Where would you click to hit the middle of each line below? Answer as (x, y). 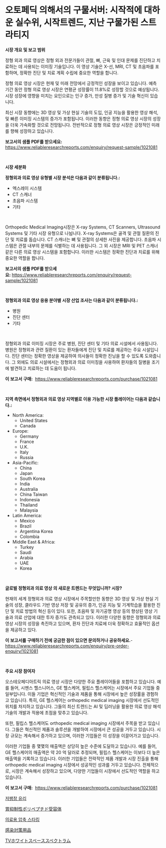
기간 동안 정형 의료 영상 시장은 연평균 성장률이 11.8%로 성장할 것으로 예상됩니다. (82, 89)
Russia (27, 457)
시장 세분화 (16, 167)
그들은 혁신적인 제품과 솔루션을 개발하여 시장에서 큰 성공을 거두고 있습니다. (84, 729)
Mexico (27, 521)
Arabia (27, 557)
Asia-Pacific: (25, 463)
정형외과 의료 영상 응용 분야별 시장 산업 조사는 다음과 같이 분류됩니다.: (72, 300)
